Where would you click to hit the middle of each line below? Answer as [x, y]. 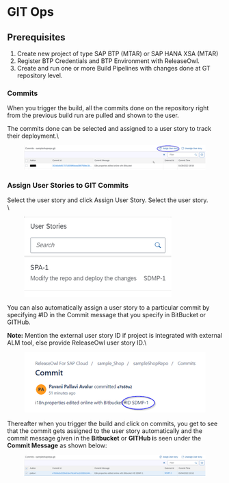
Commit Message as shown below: [57, 445]
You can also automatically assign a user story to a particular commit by [108, 308]
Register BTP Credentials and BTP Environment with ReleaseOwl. [108, 61]
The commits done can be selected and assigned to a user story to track [109, 129]
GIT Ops [31, 12]
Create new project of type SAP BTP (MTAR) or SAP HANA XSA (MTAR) [118, 53]
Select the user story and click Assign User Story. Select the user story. [108, 200]
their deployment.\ [33, 136]
